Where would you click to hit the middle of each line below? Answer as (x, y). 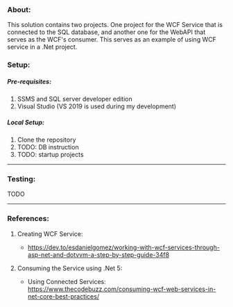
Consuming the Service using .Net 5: (70, 268)
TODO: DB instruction (48, 147)
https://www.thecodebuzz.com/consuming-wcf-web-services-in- (122, 289)
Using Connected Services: (67, 281)
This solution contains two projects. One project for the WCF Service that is (115, 25)
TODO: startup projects (51, 155)
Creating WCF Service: (50, 233)
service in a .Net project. (42, 47)
